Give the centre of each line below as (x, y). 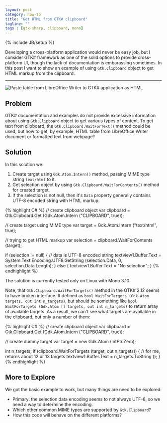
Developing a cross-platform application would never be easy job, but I (78, 52)
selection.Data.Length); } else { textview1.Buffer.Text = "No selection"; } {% (82, 265)
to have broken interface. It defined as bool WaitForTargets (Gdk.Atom (77, 295)
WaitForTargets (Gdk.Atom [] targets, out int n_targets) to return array (82, 306)
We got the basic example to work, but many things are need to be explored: (83, 389)
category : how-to (23, 14)
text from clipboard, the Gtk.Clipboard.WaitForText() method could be (78, 126)
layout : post (19, 10)
